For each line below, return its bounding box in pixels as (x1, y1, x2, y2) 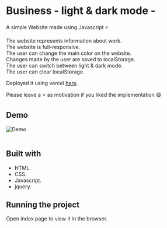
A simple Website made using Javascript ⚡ (6, 23, 109, 30)
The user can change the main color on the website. (6, 50, 131, 57)
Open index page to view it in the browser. (6, 215, 108, 222)
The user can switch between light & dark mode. (6, 62, 123, 69)
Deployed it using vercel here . (6, 79, 78, 86)
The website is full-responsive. (6, 43, 81, 50)
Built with (6, 149, 41, 159)
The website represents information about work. (6, 37, 122, 44)
